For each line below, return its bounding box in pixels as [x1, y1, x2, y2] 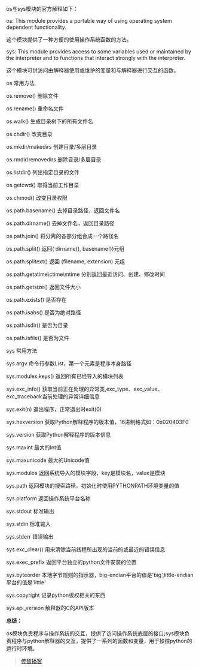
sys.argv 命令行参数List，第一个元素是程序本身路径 [6, 360, 132, 367]
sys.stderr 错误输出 [6, 533, 54, 540]
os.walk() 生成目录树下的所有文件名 [6, 118, 94, 125]
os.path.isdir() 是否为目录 [6, 322, 69, 329]
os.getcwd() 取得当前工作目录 [6, 182, 79, 188]
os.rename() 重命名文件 [6, 105, 64, 112]
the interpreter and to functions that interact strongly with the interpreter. [6, 55, 186, 61]
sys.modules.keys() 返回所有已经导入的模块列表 [6, 372, 124, 380]
